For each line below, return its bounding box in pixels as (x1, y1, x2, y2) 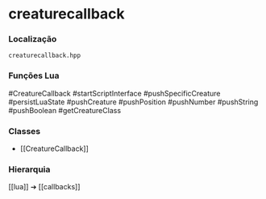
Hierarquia (8, 164, 51, 175)
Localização (8, 34, 57, 45)
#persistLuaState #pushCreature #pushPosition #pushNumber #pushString (8, 97, 259, 107)
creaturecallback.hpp (8, 51, 81, 60)
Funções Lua (8, 70, 60, 81)
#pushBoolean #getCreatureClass (8, 105, 122, 115)
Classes (8, 125, 41, 136)
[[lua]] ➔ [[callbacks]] (8, 182, 81, 192)
